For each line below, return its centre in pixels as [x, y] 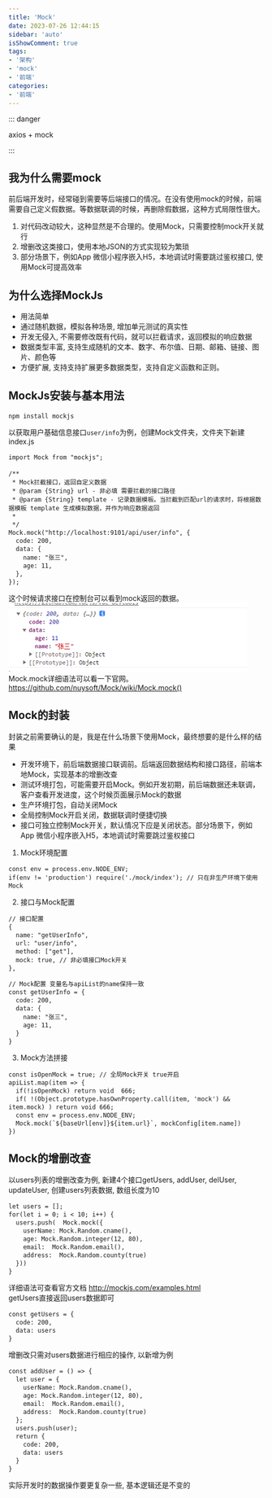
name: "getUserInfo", [52, 935]
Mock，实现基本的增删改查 [72, 774]
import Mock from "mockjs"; [56, 457]
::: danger [24, 119]
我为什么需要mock [55, 178]
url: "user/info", [47, 943]
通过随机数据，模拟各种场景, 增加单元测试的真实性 [104, 326]
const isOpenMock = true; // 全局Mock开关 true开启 [94, 1075]
